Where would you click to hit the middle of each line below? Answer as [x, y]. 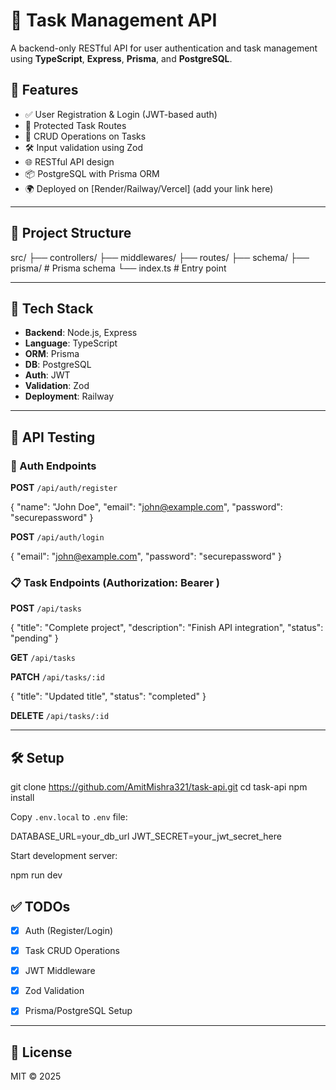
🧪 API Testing [53, 437]
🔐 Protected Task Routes [75, 125]
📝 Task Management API [114, 20]
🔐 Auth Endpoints [53, 466]
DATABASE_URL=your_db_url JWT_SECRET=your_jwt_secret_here [146, 836]
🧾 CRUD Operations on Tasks [85, 136]
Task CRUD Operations [72, 951]
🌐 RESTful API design [69, 161]
